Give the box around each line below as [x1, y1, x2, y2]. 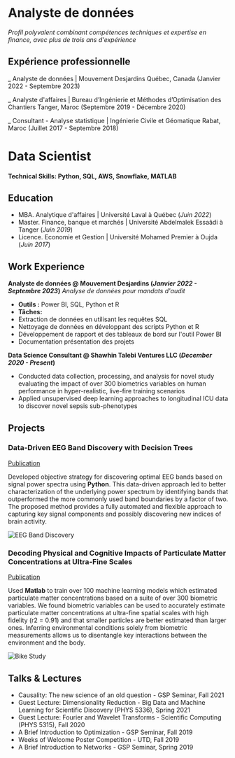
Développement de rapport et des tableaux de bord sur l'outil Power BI [17, 330, 222, 339]
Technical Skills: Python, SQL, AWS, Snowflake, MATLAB [8, 171, 177, 180]
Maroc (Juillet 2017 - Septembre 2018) [8, 124, 119, 132]
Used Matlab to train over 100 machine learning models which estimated [8, 587, 218, 595]
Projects [8, 422, 45, 434]
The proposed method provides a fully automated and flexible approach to [8, 502, 222, 510]
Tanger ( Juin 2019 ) [17, 225, 73, 234]
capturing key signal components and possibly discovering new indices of [8, 510, 222, 518]
